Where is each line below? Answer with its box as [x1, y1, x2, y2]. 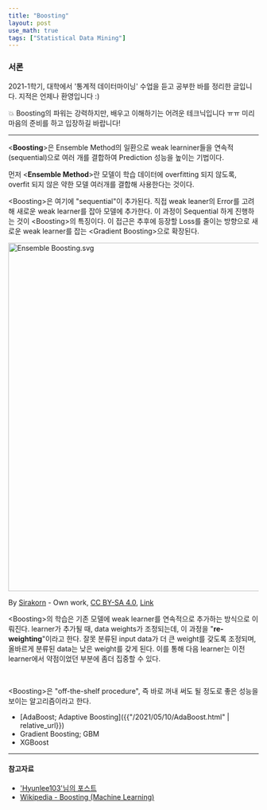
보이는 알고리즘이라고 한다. [8, 696, 91, 706]
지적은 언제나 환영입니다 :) [18, 91, 100, 100]
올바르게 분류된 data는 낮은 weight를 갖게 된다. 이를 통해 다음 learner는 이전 [8, 644, 246, 653]
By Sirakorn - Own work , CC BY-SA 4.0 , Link [8, 597, 154, 607]
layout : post [8, 19, 52, 27]
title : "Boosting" [8, 11, 69, 20]
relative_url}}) [19, 720, 65, 730]
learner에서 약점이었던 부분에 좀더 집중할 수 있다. [8, 654, 161, 663]
